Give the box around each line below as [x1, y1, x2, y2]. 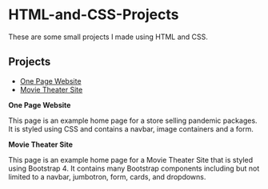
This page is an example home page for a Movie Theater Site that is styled [8, 155, 254, 164]
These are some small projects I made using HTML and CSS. [8, 32, 208, 41]
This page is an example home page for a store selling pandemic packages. [8, 116, 258, 125]
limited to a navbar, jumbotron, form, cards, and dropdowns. [8, 171, 206, 181]
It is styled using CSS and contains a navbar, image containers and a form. [8, 124, 254, 133]
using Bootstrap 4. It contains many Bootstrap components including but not [8, 163, 260, 173]
